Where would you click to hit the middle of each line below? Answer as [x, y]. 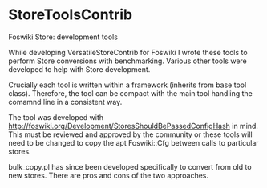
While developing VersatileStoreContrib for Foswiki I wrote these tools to [128, 52]
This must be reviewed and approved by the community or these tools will [130, 134]
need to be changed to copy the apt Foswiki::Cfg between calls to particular [133, 142]
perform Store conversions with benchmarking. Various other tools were [127, 61]
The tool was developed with [56, 117]
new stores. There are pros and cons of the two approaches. [109, 175]
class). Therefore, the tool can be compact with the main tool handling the [130, 93]
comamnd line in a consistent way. [65, 102]
